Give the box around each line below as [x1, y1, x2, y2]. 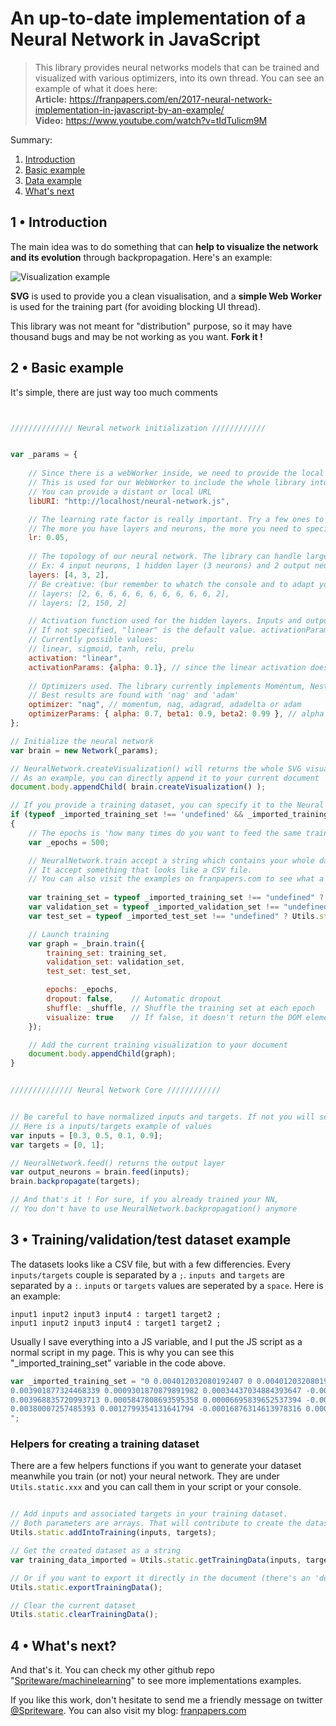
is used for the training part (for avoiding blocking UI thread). [10, 300, 261, 312]
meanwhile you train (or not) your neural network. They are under [10, 1470, 280, 1482]
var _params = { [10, 450, 78, 460]
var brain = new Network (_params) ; [10, 745, 159, 756]
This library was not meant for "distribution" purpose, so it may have [10, 320, 293, 332]
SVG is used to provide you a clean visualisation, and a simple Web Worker [10, 290, 322, 302]
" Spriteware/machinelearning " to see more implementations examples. [10, 1675, 302, 1687]
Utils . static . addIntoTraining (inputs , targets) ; [10, 1528, 217, 1538]
